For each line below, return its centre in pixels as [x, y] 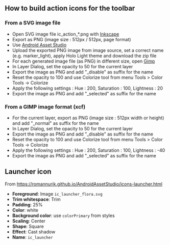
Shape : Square [28, 226]
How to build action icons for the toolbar [70, 8]
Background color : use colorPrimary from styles [64, 215]
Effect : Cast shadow [34, 232]
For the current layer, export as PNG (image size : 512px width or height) [88, 118]
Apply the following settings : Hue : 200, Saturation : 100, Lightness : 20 [87, 88]
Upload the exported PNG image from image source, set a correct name [88, 50]
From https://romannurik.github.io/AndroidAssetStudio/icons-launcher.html [84, 184]
